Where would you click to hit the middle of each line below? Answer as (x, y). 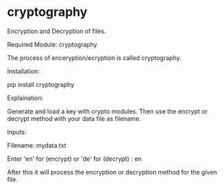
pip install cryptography (41, 84)
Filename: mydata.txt (37, 145)
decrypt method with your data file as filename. (74, 119)
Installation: (23, 71)
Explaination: (25, 98)
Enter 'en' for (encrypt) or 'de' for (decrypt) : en (75, 159)
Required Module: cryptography (52, 44)
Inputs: (17, 132)
